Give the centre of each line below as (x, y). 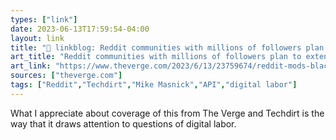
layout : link (37, 38)
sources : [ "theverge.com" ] (66, 76)
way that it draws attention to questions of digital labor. (123, 123)
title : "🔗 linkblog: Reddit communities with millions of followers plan (167, 47)
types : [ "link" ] (44, 19)
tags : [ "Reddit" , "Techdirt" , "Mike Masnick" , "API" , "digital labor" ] (154, 85)
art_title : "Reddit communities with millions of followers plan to (156, 57)
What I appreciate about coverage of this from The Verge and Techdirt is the (167, 113)
